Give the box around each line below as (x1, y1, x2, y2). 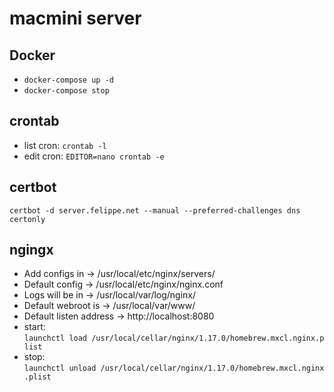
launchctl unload (23, 363, 97, 374)
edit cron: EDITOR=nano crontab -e (23, 150, 165, 162)
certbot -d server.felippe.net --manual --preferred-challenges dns (9, 205, 301, 216)
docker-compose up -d (23, 75, 114, 85)
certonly (9, 214, 46, 224)
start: (23, 321, 46, 333)
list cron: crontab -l (23, 139, 107, 151)
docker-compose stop (23, 86, 110, 96)
